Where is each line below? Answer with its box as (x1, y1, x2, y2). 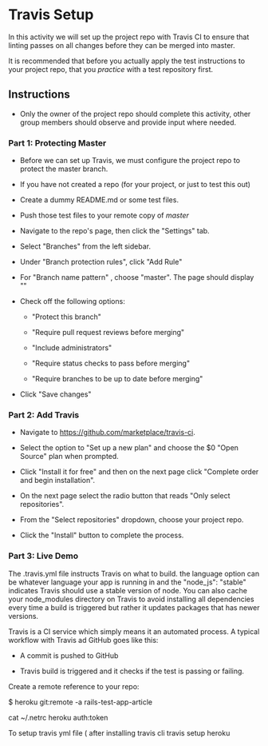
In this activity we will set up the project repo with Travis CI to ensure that (8, 32, 250, 42)
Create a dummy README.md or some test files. (19, 195, 179, 205)
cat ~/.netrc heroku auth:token (8, 712, 108, 722)
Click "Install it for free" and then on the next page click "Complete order (19, 467, 259, 477)
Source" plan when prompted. (19, 452, 120, 461)
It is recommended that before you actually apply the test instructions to (8, 56, 246, 66)
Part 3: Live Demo (8, 550, 78, 561)
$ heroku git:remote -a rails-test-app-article (8, 697, 153, 707)
